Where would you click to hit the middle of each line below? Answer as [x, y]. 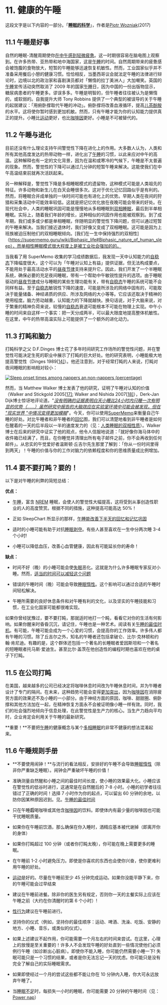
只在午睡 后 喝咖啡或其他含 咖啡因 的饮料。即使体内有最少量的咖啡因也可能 [86, 810]
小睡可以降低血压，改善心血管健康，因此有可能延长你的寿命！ [76, 546]
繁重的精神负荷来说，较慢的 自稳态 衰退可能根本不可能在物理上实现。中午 [83, 306]
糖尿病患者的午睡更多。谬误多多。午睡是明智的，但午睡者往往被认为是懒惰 [81, 92]
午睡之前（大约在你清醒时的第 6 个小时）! [55, 900]
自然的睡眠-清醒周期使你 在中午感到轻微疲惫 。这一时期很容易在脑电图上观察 [83, 55]
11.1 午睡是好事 [27, 42]
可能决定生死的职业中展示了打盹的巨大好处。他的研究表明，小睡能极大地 [88, 355]
